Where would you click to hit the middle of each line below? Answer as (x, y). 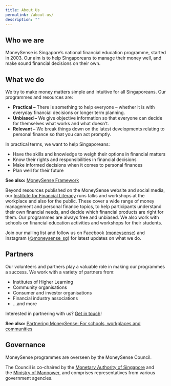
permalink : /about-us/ (29, 15)
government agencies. (29, 378)
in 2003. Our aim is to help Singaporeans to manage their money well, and (83, 58)
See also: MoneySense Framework (42, 180)
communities (19, 329)
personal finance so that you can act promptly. (62, 134)
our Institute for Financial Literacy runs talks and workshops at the (75, 196)
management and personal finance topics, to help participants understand (83, 207)
